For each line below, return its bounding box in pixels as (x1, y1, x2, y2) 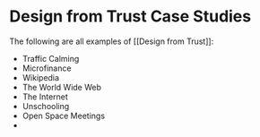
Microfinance (22, 63, 72, 73)
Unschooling (22, 100, 70, 111)
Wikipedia (22, 72, 60, 82)
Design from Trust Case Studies (9, 6, 252, 27)
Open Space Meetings (22, 110, 106, 121)
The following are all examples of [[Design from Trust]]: (9, 36, 214, 47)
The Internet (22, 91, 69, 102)
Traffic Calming (22, 53, 80, 64)
